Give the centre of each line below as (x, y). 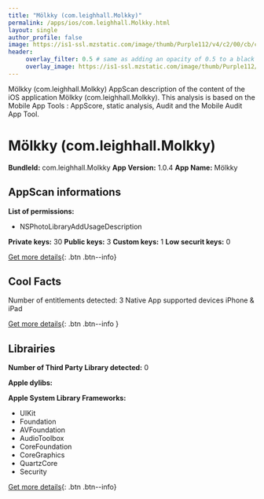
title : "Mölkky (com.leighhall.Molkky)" (75, 15)
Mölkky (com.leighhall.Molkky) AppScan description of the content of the (126, 89)
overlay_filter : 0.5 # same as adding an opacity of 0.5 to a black (140, 60)
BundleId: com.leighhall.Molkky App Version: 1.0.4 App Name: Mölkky (123, 167)
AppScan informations (65, 192)
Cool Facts (35, 281)
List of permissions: (41, 211)
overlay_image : (51, 67)
